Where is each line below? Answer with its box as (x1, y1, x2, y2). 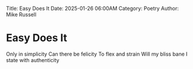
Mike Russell (6, 11, 37, 18)
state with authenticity (6, 56, 59, 63)
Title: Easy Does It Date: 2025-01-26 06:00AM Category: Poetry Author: (6, 5, 179, 12)
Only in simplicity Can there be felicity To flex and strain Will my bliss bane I (6, 50, 188, 57)
